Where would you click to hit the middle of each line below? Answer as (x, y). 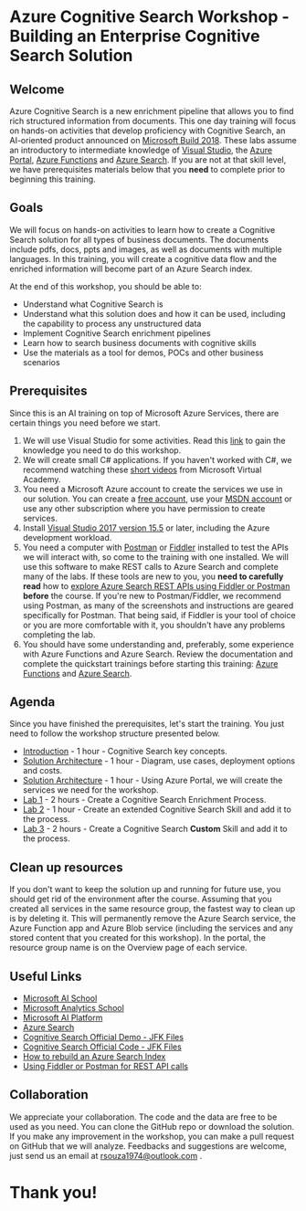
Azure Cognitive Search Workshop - (149, 17)
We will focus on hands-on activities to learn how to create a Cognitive (142, 229)
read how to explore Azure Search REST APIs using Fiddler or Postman (156, 585)
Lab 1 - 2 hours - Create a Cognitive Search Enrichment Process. (144, 800)
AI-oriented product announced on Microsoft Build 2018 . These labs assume (153, 140)
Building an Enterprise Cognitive (135, 36)
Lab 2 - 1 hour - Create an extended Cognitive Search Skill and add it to (157, 809)
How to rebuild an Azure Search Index (94, 1057)
